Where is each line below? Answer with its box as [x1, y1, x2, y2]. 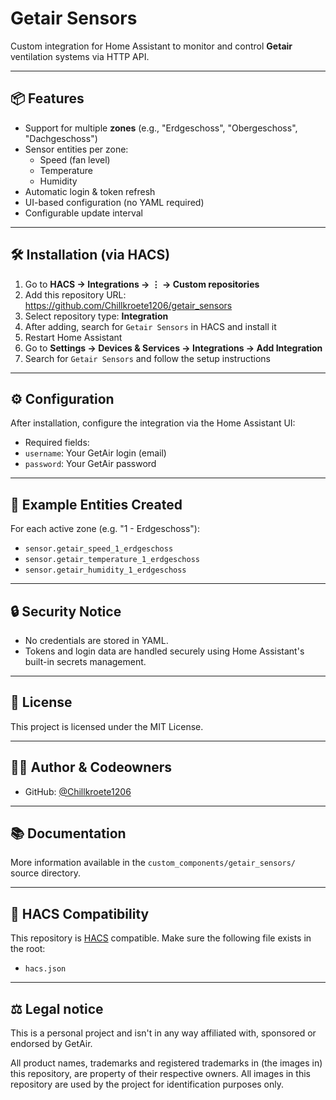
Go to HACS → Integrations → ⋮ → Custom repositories [24, 278, 260, 290]
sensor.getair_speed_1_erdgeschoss [24, 544, 174, 554]
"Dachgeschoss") [24, 132, 98, 144]
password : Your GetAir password [24, 458, 157, 470]
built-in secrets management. [24, 656, 147, 667]
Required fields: [24, 437, 90, 449]
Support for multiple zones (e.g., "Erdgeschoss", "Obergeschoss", [24, 122, 298, 134]
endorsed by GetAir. [10, 1038, 93, 1050]
